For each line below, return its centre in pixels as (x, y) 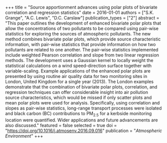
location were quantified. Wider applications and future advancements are (82, 120)
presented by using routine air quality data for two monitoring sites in (76, 76)
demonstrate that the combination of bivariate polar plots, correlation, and (81, 87)
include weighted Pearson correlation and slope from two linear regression (82, 55)
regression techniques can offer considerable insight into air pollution (77, 92)
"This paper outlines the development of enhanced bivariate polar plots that (83, 23)
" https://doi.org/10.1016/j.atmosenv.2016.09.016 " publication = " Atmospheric (84, 130)
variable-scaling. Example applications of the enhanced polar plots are (78, 71)
